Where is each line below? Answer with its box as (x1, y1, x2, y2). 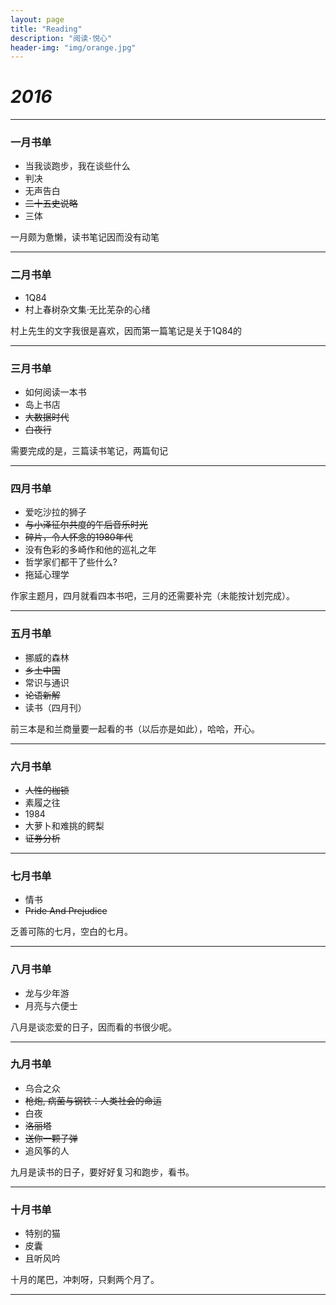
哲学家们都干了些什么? (24, 556, 118, 568)
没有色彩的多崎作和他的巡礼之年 (24, 544, 157, 556)
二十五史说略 (24, 197, 78, 210)
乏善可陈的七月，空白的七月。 (10, 926, 133, 938)
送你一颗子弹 (24, 1132, 78, 1144)
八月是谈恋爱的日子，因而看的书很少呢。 (10, 1021, 177, 1033)
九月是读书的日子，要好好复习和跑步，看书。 (10, 1166, 195, 1178)
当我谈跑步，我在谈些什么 (24, 160, 131, 172)
